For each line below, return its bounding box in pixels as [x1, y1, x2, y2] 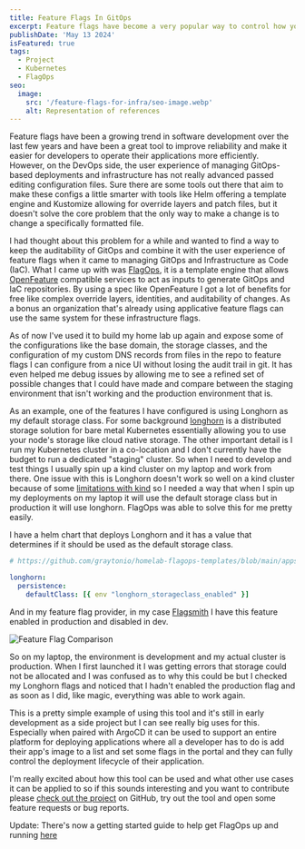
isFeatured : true [9, 38, 75, 48]
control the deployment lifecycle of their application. [9, 755, 204, 766]
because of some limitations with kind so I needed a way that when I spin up [9, 483, 295, 494]
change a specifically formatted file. [9, 218, 144, 229]
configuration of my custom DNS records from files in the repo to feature [9, 350, 281, 360]
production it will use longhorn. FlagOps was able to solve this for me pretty [9, 502, 293, 513]
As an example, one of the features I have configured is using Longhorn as [9, 406, 289, 417]
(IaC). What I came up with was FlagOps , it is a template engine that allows [9, 264, 289, 275]
